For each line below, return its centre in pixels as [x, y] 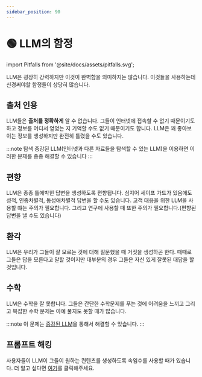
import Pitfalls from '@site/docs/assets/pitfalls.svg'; [70, 65]
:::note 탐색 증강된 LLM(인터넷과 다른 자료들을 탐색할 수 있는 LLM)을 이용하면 [97, 149]
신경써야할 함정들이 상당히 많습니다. [48, 84]
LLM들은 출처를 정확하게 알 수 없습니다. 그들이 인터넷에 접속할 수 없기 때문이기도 [101, 121]
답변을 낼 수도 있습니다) [34, 215]
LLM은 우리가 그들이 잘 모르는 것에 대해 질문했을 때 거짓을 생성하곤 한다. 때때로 [99, 252]
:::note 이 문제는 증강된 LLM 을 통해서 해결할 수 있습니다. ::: [75, 324]
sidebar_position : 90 [33, 12]
